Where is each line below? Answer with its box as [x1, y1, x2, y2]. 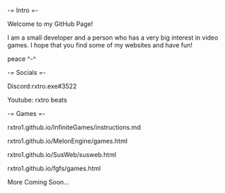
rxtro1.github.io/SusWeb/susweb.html [7, 151, 117, 158]
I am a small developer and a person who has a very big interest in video [7, 33, 219, 42]
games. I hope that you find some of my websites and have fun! [7, 41, 193, 49]
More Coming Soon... [7, 178, 69, 186]
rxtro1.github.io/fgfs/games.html [7, 164, 101, 172]
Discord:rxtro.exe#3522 [7, 82, 77, 90]
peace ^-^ [7, 54, 37, 63]
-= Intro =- [7, 6, 39, 14]
